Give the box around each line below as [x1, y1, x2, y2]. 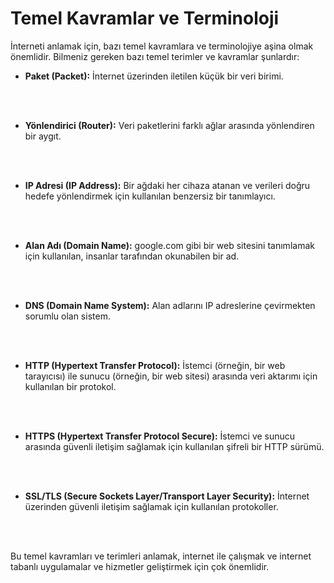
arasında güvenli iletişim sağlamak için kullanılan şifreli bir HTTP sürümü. [24, 440, 325, 452]
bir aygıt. [24, 130, 62, 142]
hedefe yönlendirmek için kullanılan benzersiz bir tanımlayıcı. [24, 190, 276, 202]
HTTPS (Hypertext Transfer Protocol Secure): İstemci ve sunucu [24, 430, 296, 442]
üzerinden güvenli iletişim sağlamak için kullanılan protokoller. [24, 500, 279, 512]
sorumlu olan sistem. [24, 310, 111, 322]
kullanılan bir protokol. [24, 380, 117, 392]
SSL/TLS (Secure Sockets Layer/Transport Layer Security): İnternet [24, 490, 310, 502]
